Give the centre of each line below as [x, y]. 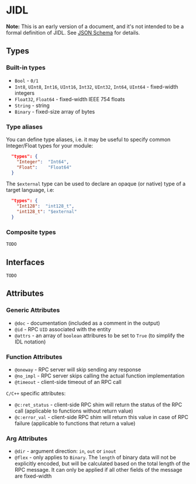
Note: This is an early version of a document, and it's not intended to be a [95, 26]
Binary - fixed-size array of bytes [55, 111]
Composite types [31, 232]
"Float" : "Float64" [44, 167]
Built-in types [26, 68]
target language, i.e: [30, 190]
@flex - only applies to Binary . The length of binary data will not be [95, 458]
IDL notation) [30, 341]
